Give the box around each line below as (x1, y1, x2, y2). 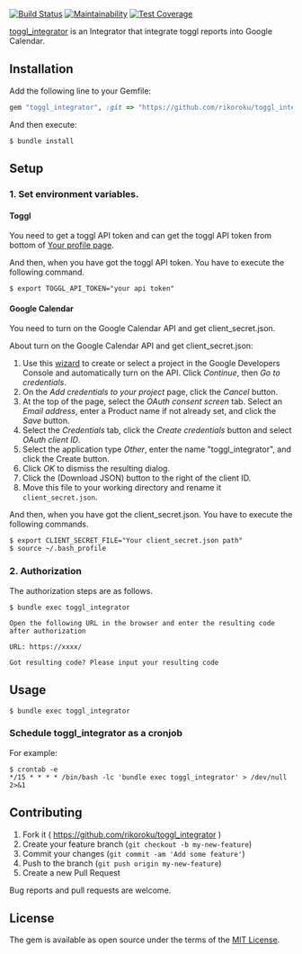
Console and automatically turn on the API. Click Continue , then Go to (22, 367, 280, 378)
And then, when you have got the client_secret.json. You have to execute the (9, 509, 293, 520)
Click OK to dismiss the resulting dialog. (22, 463, 171, 474)
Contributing (9, 805, 83, 821)
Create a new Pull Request (22, 867, 121, 877)
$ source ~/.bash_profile (9, 544, 106, 553)
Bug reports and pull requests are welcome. (9, 885, 172, 895)
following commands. (9, 518, 89, 530)
